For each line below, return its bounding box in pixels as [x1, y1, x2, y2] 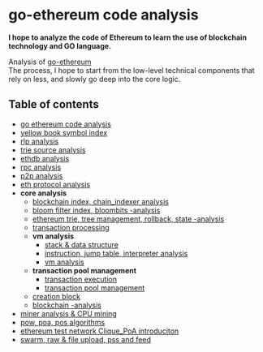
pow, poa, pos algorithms [19, 317, 106, 327]
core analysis [19, 188, 67, 198]
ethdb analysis [19, 153, 70, 163]
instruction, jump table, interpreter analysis [44, 248, 188, 258]
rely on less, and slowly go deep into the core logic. [8, 74, 181, 84]
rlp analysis [19, 136, 59, 146]
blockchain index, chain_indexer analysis [32, 196, 169, 206]
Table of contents [8, 97, 99, 111]
